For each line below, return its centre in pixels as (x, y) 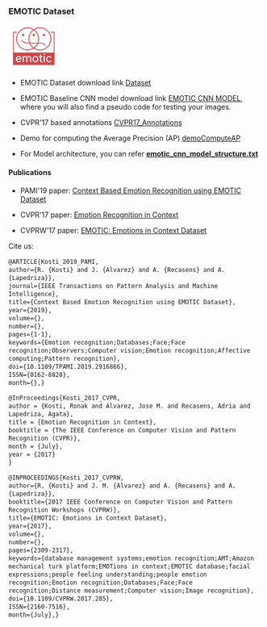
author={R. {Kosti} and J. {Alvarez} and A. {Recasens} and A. (117, 270)
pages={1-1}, (30, 334)
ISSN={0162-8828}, (39, 374)
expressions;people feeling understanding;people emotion (108, 575)
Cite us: (21, 246)
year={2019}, (30, 310)
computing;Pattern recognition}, (65, 358)
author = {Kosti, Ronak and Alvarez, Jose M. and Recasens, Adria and (129, 406)
